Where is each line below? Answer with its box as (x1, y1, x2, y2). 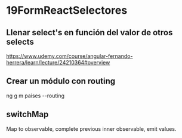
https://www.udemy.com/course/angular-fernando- (6, 53, 133, 60)
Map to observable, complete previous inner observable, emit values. (6, 125, 177, 132)
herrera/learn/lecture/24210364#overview (6, 59, 110, 66)
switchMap (6, 109, 49, 119)
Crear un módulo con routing (6, 76, 116, 87)
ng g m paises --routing (6, 92, 64, 99)
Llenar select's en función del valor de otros (6, 27, 173, 38)
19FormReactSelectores (6, 4, 128, 17)
